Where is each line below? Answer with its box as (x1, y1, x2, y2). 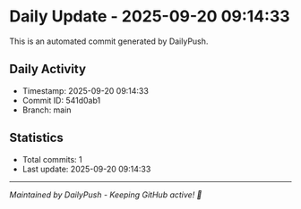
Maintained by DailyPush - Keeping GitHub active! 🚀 (9, 189, 202, 200)
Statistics (9, 130, 64, 146)
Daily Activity (9, 62, 87, 77)
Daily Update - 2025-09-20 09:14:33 (9, 6, 290, 27)
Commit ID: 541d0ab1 (21, 95, 101, 105)
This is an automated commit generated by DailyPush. (9, 36, 209, 46)
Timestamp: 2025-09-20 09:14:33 (21, 85, 150, 96)
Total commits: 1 (21, 154, 82, 164)
